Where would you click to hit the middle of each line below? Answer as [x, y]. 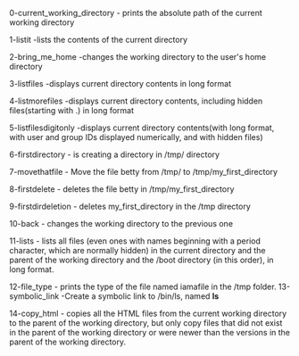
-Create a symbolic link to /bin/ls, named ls [140, 296]
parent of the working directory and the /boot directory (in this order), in [141, 260]
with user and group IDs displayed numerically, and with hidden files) [136, 137]
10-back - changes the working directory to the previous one [121, 224]
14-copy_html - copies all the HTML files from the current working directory [148, 313]
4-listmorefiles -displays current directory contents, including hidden [136, 101]
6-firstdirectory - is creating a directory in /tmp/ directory [115, 154]
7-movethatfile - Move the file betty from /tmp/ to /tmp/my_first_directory [144, 172]
